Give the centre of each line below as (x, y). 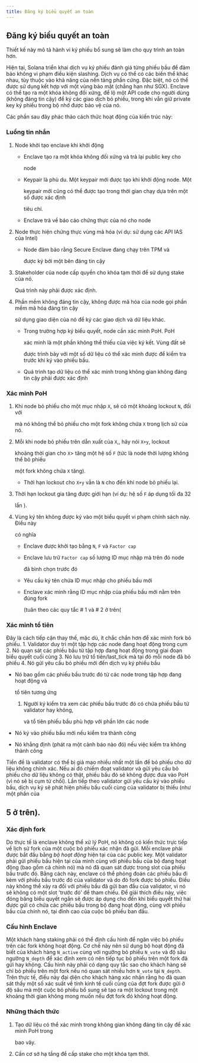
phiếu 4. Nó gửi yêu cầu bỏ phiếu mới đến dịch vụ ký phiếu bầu (83, 663)
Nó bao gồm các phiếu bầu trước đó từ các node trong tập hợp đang (98, 675)
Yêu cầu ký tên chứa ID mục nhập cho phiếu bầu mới (88, 580)
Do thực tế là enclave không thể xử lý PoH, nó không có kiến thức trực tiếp (97, 842)
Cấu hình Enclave (32, 926)
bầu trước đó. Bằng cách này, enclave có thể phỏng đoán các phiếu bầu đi (97, 873)
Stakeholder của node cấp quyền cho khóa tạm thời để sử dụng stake (99, 272)
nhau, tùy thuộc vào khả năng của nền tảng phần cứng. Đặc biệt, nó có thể (97, 80)
